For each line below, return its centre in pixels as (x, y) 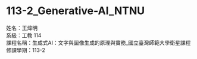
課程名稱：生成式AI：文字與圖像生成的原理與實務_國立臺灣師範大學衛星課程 (98, 42)
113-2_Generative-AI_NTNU (76, 11)
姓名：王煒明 (22, 28)
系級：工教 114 (24, 35)
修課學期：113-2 (26, 50)
